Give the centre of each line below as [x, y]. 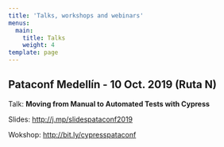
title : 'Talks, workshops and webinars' [76, 15]
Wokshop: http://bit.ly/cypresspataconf [72, 134]
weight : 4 [39, 45]
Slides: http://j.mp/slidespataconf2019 [71, 119]
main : [25, 30]
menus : [19, 23]
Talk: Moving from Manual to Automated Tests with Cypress [109, 103]
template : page [33, 52]
